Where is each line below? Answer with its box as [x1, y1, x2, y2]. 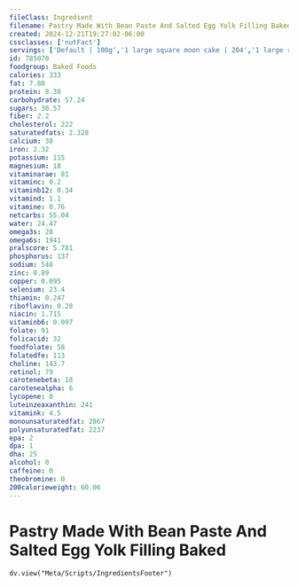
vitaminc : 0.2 [9, 178, 62, 187]
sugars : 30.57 [9, 104, 62, 113]
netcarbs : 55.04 [9, 210, 69, 220]
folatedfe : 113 [9, 351, 66, 360]
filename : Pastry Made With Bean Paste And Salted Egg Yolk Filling [9, 21, 268, 30]
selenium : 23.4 [9, 285, 66, 293]
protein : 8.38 [9, 87, 62, 96]
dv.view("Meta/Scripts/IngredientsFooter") [9, 569, 173, 578]
